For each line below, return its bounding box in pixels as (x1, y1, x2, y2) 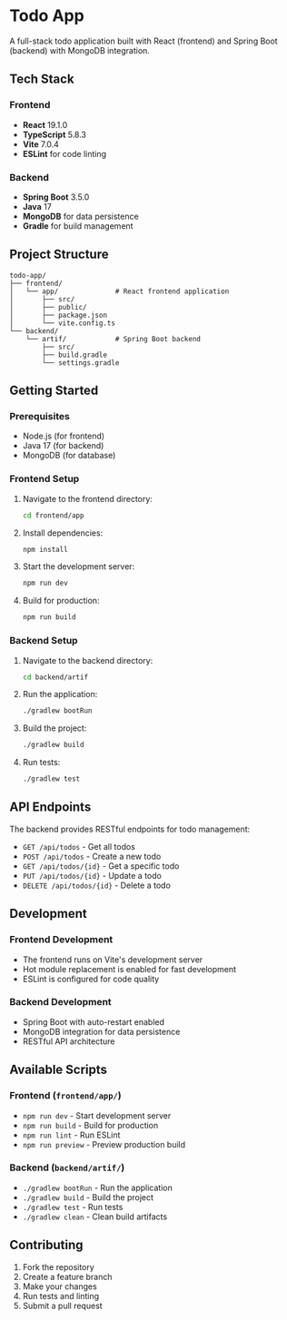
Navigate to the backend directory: (22, 655, 153, 665)
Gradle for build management (22, 220, 134, 231)
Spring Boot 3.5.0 (22, 192, 90, 202)
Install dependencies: (22, 527, 104, 538)
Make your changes (22, 1281, 97, 1292)
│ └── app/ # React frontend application (9, 287, 230, 296)
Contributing (9, 1237, 84, 1253)
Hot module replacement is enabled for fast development (22, 963, 237, 974)
